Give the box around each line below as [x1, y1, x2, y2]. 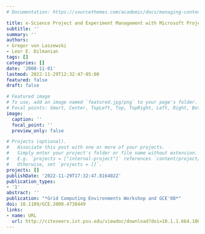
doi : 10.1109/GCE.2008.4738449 [6, 201, 86, 207]
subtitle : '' [6, 26, 40, 32]
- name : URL [6, 212, 37, 219]
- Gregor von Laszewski [6, 43, 67, 49]
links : [6, 207, 23, 213]
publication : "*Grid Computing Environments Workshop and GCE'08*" [6, 196, 182, 202]
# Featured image [6, 93, 51, 100]
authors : [6, 37, 29, 43]
